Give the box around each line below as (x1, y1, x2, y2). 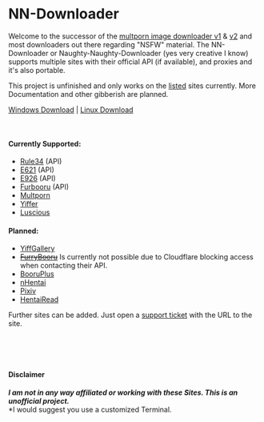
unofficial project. (8, 396, 70, 405)
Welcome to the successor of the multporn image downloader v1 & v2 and (8, 31, 253, 41)
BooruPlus (19, 269, 54, 279)
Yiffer (19, 199, 38, 209)
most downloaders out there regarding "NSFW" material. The (8, 39, 210, 49)
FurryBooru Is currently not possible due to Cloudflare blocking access (19, 252, 254, 262)
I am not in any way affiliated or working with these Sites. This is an (8, 388, 238, 397)
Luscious (19, 207, 50, 217)
